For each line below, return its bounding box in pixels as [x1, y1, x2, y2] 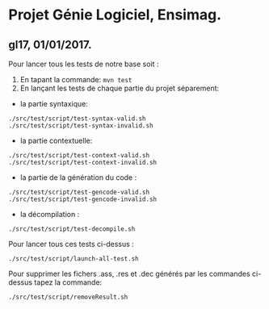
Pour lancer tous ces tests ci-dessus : [8, 240, 135, 248]
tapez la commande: [34, 278, 103, 287]
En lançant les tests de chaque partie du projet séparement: [19, 83, 220, 93]
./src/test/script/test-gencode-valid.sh [8, 188, 150, 196]
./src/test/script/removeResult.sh [8, 293, 128, 301]
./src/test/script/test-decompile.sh [8, 225, 136, 233]
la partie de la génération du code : [19, 173, 137, 182]
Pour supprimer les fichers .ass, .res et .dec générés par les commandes [8, 269, 250, 278]
